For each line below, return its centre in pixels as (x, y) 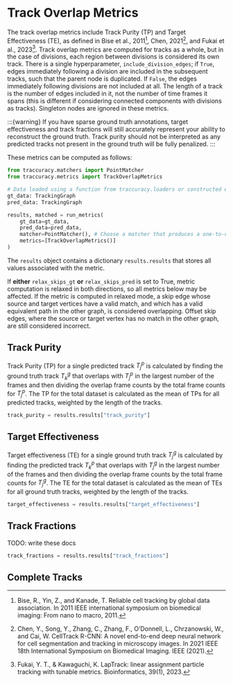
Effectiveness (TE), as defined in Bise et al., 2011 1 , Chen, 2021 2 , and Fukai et (116, 40)
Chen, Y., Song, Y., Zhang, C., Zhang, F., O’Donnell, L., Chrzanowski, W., (120, 629)
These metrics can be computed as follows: (70, 157)
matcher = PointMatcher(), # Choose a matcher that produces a (110, 235)
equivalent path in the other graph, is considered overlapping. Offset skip (112, 311)
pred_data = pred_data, (51, 228)
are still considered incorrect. (49, 326)
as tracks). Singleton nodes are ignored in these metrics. (88, 109)
